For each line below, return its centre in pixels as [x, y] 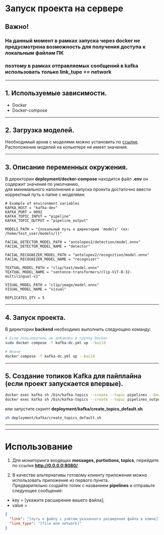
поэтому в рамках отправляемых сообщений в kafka [72, 66]
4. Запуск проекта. [35, 317]
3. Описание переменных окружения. [66, 167]
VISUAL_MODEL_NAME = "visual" [36, 290]
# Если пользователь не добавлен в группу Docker [57, 339]
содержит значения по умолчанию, [42, 184]
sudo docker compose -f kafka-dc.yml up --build [55, 343]
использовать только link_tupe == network [58, 72]
